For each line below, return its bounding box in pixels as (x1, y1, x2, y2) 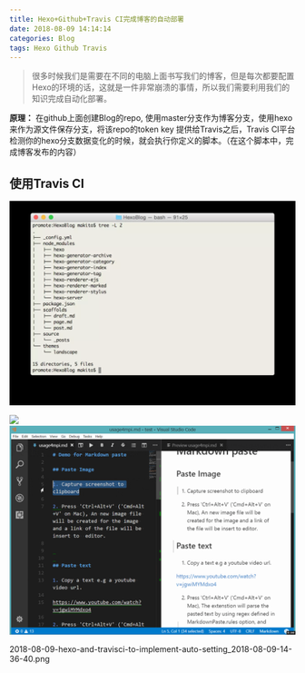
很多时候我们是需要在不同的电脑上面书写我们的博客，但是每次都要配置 (31, 71, 295, 82)
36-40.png (9, 654, 50, 664)
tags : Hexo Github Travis (9, 44, 107, 53)
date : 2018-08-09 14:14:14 (9, 24, 112, 34)
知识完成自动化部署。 (31, 94, 112, 104)
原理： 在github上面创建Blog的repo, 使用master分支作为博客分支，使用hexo (9, 113, 293, 124)
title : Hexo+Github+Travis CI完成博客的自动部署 (9, 15, 184, 24)
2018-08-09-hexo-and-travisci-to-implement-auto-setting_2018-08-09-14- (9, 644, 292, 654)
